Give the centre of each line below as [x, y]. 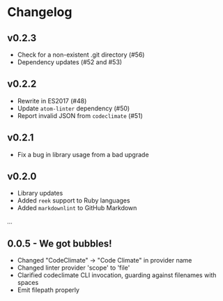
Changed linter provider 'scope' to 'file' [74, 268]
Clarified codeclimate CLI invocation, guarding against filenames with [117, 275]
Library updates [40, 193]
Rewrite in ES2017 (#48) [52, 101]
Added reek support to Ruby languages [74, 200]
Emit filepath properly [48, 290]
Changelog [40, 12]
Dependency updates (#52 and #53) [70, 62]
